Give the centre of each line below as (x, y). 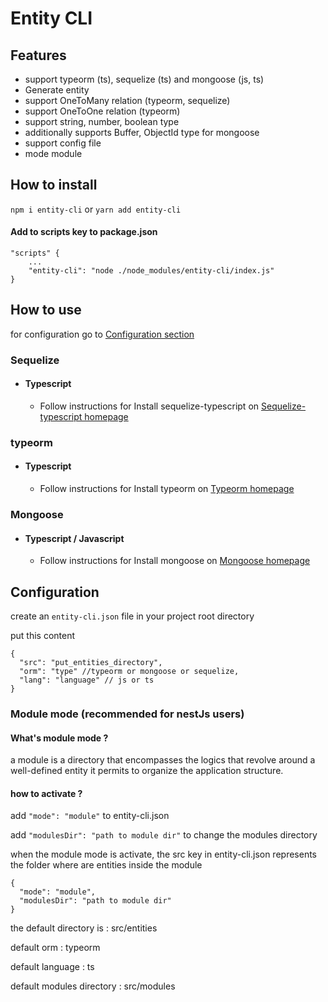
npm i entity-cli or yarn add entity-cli (96, 209)
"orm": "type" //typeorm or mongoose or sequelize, (129, 672)
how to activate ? (46, 793)
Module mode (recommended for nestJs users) (127, 714)
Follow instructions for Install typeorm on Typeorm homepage (167, 489)
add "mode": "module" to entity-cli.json (90, 816)
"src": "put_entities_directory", (91, 663)
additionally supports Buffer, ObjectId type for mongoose (142, 132)
